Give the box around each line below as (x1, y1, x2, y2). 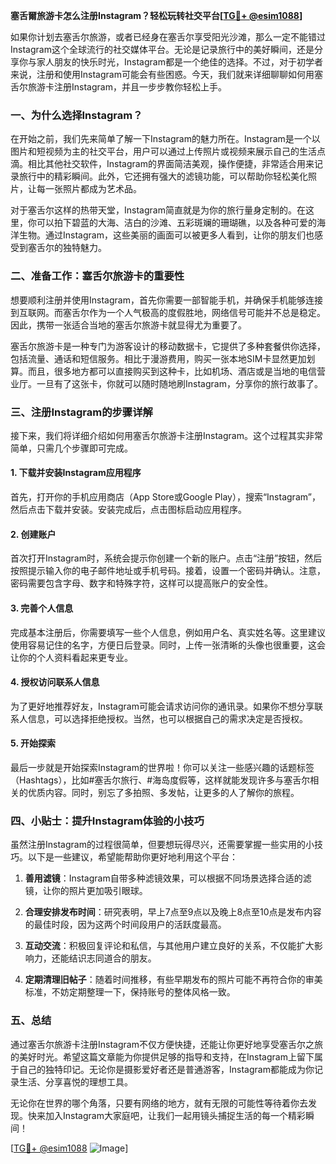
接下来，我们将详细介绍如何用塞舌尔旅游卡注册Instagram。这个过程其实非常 (10, 429, 323, 441)
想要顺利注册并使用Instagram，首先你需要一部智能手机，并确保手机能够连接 (10, 294, 323, 306)
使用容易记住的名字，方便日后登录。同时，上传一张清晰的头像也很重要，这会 (10, 639, 326, 651)
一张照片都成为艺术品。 (44, 183, 142, 195)
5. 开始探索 (10, 737, 56, 749)
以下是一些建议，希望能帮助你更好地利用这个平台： (27, 851, 238, 863)
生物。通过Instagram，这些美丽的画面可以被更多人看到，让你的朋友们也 (18, 229, 315, 241)
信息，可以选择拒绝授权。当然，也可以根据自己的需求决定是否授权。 (27, 712, 308, 724)
